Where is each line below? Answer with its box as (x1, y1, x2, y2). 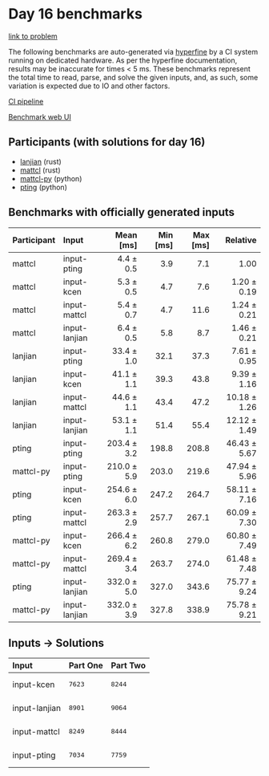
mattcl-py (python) (19, 173, 82, 183)
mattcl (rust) (19, 165, 62, 175)
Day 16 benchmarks (8, 5, 143, 23)
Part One (68, 660, 103, 671)
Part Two (110, 660, 147, 671)
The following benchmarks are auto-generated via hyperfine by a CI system (8, 47, 259, 56)
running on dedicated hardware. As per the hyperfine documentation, (8, 55, 238, 65)
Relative (225, 234, 257, 246)
